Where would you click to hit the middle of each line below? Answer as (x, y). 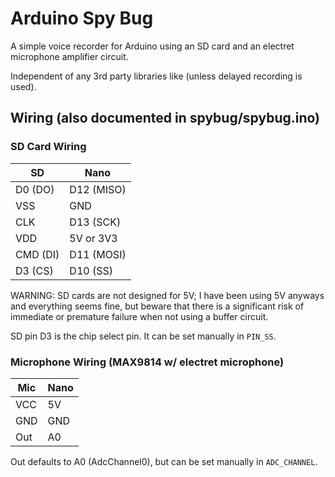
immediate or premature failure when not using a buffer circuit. (139, 316)
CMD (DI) (37, 254)
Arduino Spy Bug (82, 18)
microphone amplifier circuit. (69, 56)
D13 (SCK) (95, 222)
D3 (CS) (34, 270)
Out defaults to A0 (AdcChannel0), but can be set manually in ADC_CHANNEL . (164, 461)
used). (23, 86)
